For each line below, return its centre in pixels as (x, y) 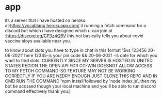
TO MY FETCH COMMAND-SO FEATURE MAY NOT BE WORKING (70, 71)
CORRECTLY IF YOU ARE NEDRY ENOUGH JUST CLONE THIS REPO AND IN (81, 76)
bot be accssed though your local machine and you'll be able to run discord (81, 86)
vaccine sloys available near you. (38, 41)
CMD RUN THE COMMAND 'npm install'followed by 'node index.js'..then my (81, 81)
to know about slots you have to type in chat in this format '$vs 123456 (76, 50)
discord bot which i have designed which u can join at (59, 30)
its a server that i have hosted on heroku (45, 20)
